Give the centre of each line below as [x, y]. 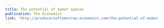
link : [10, 18]
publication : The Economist [34, 14]
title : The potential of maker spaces [44, 9]
